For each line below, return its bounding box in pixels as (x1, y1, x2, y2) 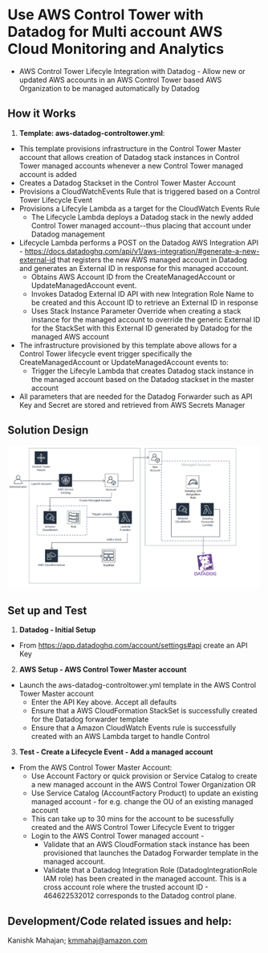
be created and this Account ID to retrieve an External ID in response (30, 298, 258, 307)
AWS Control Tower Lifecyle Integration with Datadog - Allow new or (18, 66, 246, 76)
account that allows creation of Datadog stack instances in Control (18, 152, 240, 162)
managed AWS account (30, 331, 110, 341)
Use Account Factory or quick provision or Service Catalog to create (30, 771, 258, 781)
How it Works (7, 107, 76, 121)
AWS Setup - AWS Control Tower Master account (18, 665, 187, 675)
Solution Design (7, 424, 89, 437)
